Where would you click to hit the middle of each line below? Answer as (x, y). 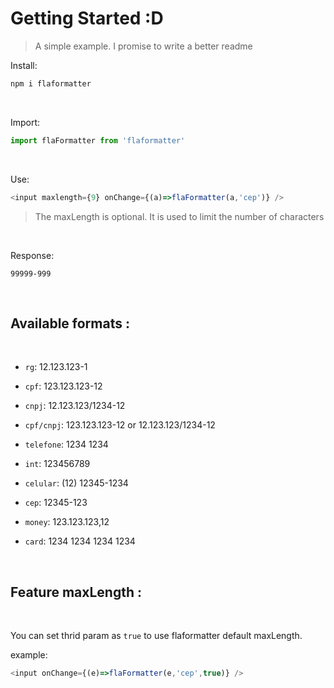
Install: (24, 65)
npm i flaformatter (51, 83)
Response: (32, 255)
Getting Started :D (87, 18)
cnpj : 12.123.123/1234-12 (75, 406)
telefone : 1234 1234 (66, 444)
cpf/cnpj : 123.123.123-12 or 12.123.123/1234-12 (120, 425)
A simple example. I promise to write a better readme (143, 46)
